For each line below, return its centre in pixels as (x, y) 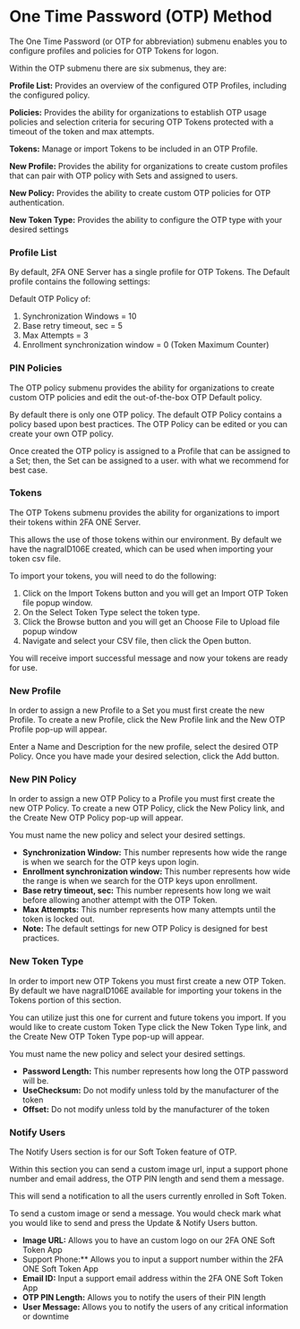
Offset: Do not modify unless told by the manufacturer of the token (146, 1109)
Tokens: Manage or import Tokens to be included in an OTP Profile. (133, 149)
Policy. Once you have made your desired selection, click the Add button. (144, 756)
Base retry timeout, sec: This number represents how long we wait (146, 891)
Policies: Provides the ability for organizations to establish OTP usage (138, 112)
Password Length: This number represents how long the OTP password (155, 1071)
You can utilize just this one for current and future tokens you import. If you (148, 1017)
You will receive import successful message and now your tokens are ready (149, 658)
